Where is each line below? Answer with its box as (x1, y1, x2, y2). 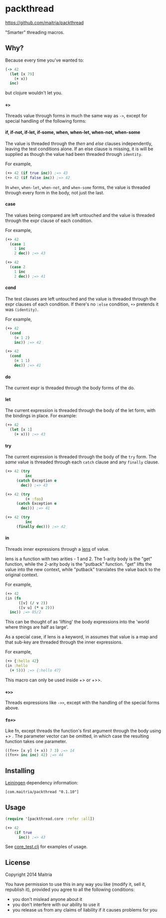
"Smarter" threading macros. (5, 29, 65, 35)
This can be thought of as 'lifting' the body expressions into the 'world (5, 619, 150, 625)
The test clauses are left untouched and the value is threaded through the (5, 296, 157, 302)
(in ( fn (5, 596, 21, 601)
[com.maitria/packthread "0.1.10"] (5, 790, 79, 795)
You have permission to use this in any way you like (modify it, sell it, (5, 881, 146, 887)
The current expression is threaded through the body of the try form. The (5, 454, 157, 460)
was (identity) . (5, 306, 39, 312)
